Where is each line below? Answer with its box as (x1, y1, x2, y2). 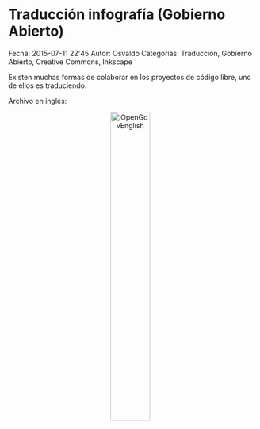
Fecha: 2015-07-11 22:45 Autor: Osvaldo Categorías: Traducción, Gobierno (8, 48, 252, 58)
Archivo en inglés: (8, 96, 67, 105)
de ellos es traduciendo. (8, 81, 87, 90)
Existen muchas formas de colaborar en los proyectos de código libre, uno (8, 72, 251, 82)
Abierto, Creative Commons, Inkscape (8, 57, 133, 66)
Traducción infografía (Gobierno (8, 6, 226, 24)
